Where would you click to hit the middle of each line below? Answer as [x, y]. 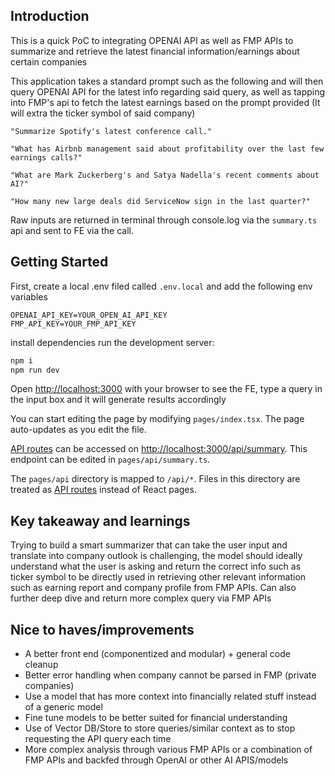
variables [29, 296]
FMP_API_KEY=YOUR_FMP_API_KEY [73, 324]
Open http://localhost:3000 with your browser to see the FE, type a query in [166, 389]
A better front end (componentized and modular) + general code [158, 653]
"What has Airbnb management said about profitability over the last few [167, 149]
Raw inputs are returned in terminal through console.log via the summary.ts [164, 220]
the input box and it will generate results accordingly [118, 400]
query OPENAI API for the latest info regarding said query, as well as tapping [168, 91]
